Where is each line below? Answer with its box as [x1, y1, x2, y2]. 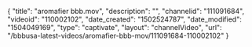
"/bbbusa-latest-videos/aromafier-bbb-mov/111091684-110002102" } [7, 31, 229, 40]
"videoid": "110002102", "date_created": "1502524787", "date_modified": [7, 15, 243, 24]
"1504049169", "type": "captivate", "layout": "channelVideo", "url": [7, 23, 222, 32]
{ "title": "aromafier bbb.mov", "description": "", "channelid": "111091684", [7, 7, 245, 15]
